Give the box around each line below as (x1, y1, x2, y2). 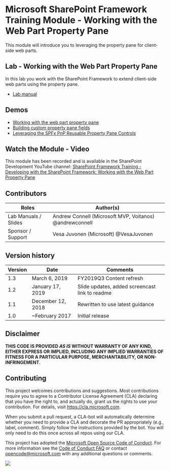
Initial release (77, 312, 109, 319)
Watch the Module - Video (5, 144, 90, 153)
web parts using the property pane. (5, 81, 79, 87)
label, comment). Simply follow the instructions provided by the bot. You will (5, 424, 163, 430)
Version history (5, 251, 55, 260)
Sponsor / (8, 227, 31, 234)
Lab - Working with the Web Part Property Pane (5, 62, 158, 71)
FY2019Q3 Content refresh (77, 275, 143, 282)
